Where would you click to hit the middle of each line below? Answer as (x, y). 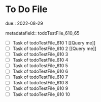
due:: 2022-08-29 (24, 23)
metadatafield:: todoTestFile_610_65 (42, 33)
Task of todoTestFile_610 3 (40, 55)
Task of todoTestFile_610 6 (40, 71)
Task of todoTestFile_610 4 (40, 60)
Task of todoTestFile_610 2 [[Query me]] (54, 48)
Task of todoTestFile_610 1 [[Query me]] (54, 43)
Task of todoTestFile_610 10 (41, 94)
